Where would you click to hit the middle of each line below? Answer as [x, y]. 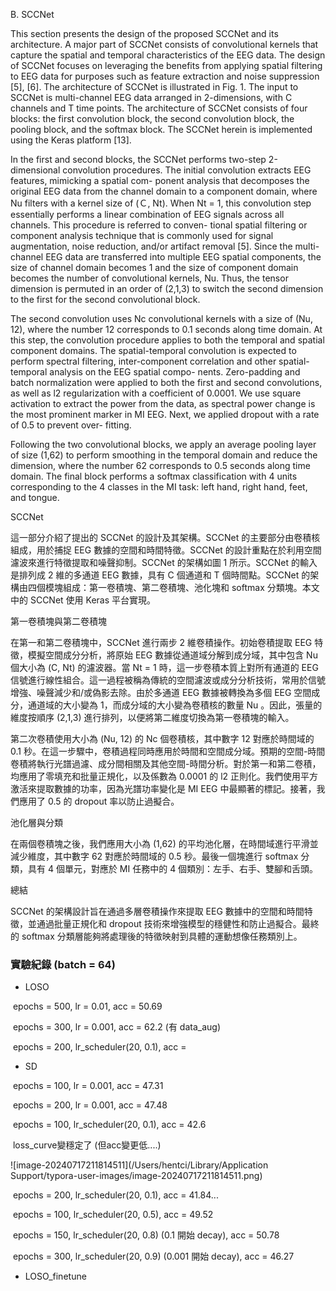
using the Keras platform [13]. [71, 140]
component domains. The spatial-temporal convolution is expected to [153, 350]
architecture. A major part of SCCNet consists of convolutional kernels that [164, 44]
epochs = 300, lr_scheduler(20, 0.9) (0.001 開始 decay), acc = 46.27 [153, 1256]
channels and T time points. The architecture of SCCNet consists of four [159, 108]
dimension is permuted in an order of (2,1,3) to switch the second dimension [167, 288]
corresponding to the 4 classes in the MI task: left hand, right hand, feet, [159, 487]
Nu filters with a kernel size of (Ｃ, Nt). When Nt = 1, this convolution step [161, 203]
